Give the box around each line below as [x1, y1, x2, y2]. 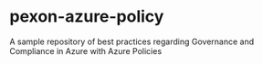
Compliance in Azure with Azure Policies [9, 45, 163, 56]
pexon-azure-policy [9, 6, 164, 27]
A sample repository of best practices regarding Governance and [9, 36, 255, 47]
